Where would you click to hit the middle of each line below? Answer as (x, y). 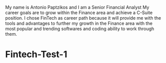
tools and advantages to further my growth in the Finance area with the (79, 23)
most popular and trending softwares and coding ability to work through (80, 29)
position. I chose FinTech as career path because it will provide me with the (83, 18)
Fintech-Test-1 (36, 54)
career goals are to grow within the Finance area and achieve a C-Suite (79, 13)
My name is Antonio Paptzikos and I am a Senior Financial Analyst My (77, 7)
